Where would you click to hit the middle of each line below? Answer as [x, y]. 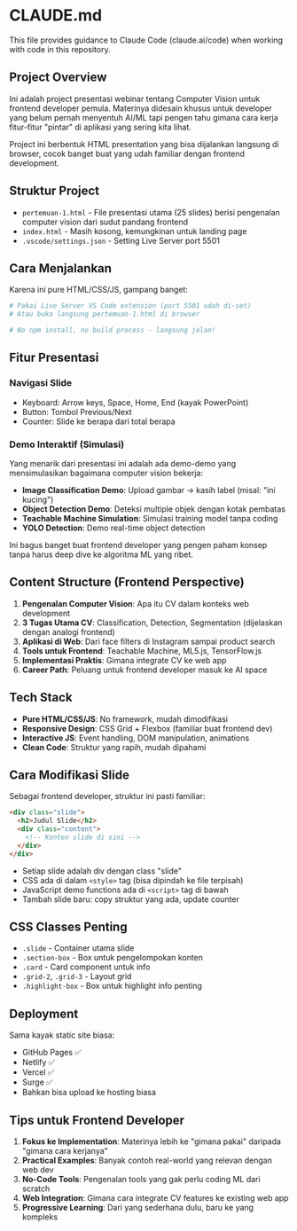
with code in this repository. [60, 49]
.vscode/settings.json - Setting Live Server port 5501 [121, 240]
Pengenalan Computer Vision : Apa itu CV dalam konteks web [136, 603]
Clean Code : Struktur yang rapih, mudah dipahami [114, 747]
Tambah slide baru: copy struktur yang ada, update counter [130, 899]
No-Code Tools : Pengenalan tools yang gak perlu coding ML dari [141, 1180]
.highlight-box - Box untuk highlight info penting [112, 986]
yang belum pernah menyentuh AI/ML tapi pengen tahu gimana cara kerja [144, 117]
